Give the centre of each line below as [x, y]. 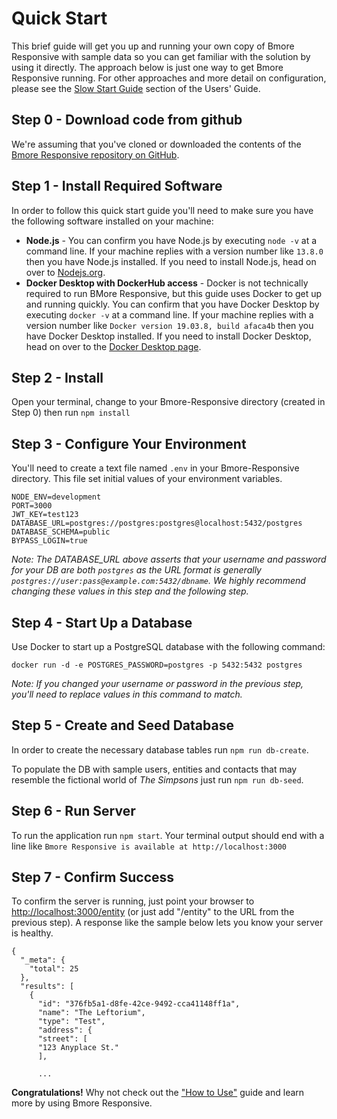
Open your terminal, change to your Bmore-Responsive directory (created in [168, 402]
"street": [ [62, 1039]
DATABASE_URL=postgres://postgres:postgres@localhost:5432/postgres [157, 523]
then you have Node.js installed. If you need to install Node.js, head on [171, 261]
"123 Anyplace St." [78, 1048]
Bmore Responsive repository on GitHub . [95, 154]
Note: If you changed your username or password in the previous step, [157, 683]
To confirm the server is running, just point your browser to [133, 901]
